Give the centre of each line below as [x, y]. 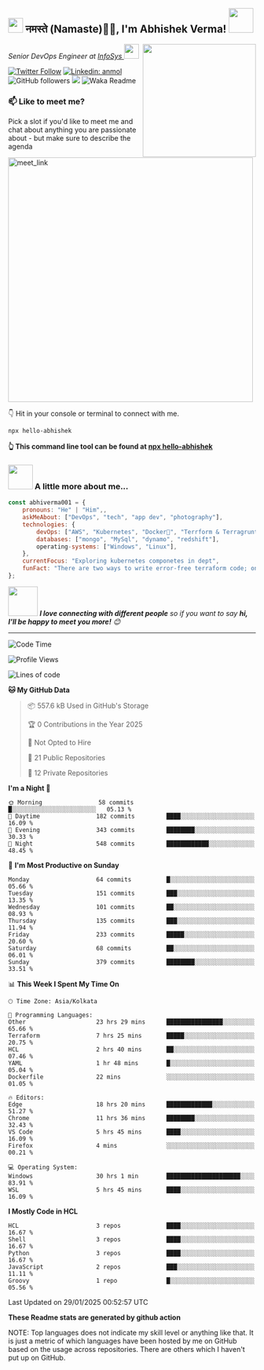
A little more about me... [81, 486]
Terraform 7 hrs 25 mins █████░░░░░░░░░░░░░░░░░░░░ [132, 1035]
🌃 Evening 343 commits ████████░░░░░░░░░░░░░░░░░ [132, 830]
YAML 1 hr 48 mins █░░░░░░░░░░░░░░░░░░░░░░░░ [132, 1063]
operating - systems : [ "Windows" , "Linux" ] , [107, 547]
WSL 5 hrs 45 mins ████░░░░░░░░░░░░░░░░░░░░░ [132, 1190]
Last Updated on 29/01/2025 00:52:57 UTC [78, 1302]
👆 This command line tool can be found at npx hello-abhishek [111, 446]
